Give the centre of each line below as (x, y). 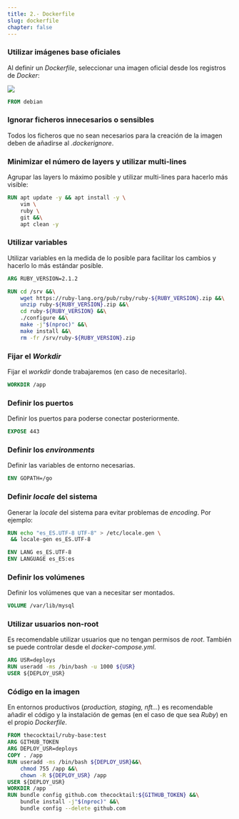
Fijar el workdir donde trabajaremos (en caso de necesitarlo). (97, 371)
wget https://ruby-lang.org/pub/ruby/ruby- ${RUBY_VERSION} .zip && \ (122, 298)
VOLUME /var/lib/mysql (41, 606)
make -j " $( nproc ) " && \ (54, 325)
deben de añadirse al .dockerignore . (61, 143)
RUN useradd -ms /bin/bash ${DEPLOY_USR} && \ (75, 762)
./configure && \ (45, 318)
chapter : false (30, 27)
